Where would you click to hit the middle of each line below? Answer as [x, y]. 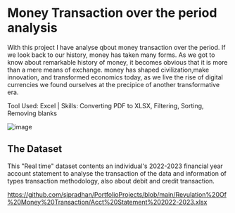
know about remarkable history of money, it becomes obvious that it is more [118, 62]
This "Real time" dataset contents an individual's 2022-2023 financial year [115, 166]
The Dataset [34, 149]
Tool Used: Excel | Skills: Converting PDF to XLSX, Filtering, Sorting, [106, 105]
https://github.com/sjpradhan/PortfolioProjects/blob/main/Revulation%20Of [117, 194]
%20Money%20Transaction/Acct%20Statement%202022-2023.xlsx [107, 202]
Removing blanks [32, 113]
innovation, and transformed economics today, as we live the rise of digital [115, 77]
